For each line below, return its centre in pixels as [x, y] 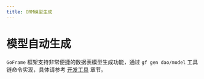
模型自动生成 [39, 44]
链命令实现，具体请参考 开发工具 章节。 [56, 69]
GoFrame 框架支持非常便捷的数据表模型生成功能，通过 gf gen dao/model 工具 [102, 62]
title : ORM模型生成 [29, 12]
